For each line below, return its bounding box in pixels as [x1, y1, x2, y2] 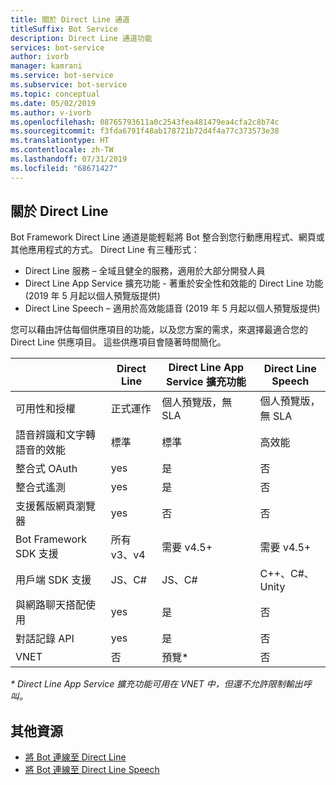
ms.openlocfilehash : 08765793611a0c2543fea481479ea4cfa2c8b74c [10, 117, 280, 127]
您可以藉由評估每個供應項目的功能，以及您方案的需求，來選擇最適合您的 [10, 324, 308, 336]
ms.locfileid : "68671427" [10, 163, 118, 173]
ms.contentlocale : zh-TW [10, 145, 114, 155]
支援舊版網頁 [15, 499, 77, 513]
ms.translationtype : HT [10, 136, 110, 146]
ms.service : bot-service [10, 71, 114, 81]
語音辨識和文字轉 [15, 428, 97, 442]
